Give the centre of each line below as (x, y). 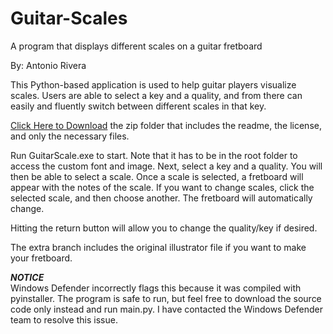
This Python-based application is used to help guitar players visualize (153, 84)
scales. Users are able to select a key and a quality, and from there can (156, 95)
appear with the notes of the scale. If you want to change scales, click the (162, 187)
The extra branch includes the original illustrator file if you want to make (158, 247)
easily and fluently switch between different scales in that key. (138, 106)
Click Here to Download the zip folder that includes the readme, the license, (166, 125)
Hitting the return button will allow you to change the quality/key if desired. (164, 228)
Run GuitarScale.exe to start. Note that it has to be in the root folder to (154, 155)
